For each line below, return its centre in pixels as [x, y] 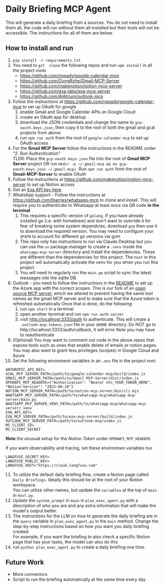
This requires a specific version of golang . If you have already [82, 215]
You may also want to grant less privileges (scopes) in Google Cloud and [86, 350]
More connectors [30, 574]
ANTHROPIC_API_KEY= [25, 369]
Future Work [25, 562]
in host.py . [23, 495]
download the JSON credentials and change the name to [77, 122]
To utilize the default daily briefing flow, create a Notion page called [81, 474]
